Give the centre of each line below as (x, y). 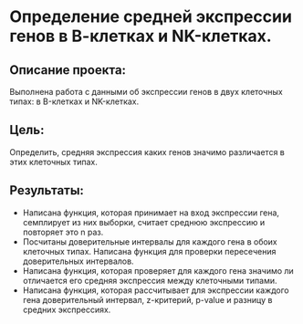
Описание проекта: (68, 70)
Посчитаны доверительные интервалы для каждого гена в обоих (150, 241)
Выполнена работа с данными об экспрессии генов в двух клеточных (146, 92)
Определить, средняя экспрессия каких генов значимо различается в (147, 152)
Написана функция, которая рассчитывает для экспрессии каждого (156, 290)
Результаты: (47, 190)
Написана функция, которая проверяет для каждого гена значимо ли (158, 270)
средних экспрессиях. (67, 309)
